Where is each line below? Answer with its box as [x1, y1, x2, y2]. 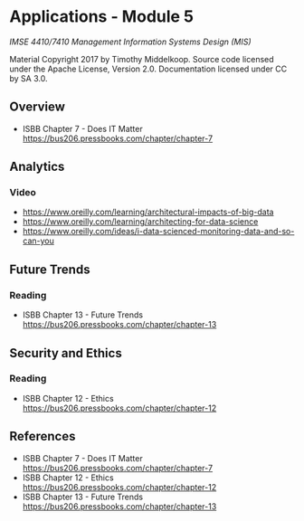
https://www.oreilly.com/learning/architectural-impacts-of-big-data [22, 206, 274, 218]
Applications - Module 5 [9, 6, 195, 27]
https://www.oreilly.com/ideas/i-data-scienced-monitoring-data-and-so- [22, 226, 295, 237]
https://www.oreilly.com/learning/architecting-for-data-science [22, 216, 259, 227]
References [9, 429, 76, 444]
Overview [9, 99, 66, 115]
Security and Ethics [9, 346, 122, 361]
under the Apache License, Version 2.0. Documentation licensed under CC [9, 63, 288, 74]
